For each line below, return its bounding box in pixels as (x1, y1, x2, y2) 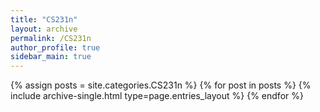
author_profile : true (10, 42, 101, 53)
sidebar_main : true (10, 52, 92, 62)
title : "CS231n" (10, 14, 78, 25)
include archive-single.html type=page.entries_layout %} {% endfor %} (10, 90, 304, 102)
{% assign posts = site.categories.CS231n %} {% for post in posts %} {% (10, 79, 312, 91)
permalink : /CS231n (10, 33, 92, 43)
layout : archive (10, 24, 78, 34)
